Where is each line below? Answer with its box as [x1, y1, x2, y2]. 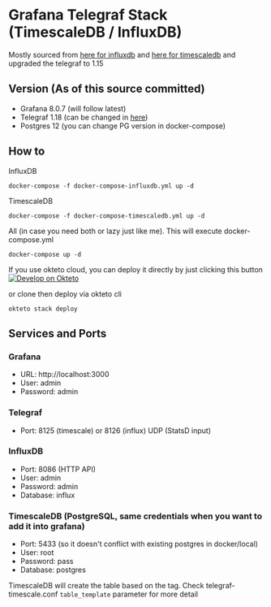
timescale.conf [8, 589, 58, 599]
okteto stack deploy [8, 305, 79, 313]
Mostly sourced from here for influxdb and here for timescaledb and [8, 50, 236, 59]
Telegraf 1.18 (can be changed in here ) [19, 112, 148, 122]
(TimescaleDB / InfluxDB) [8, 23, 183, 41]
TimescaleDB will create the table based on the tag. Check [8, 581, 204, 591]
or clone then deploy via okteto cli [8, 288, 122, 298]
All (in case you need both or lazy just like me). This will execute [8, 226, 223, 236]
